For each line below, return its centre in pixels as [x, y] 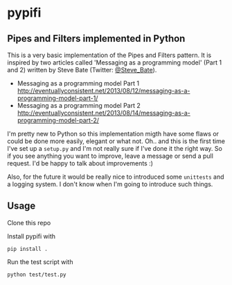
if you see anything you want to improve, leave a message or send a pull [110, 156]
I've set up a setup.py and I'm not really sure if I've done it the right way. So [115, 148]
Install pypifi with [31, 236]
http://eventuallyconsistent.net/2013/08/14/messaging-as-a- [104, 113]
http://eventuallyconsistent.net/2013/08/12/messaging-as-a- [104, 91]
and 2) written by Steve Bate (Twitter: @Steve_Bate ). [82, 70]
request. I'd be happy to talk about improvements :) [80, 163]
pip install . [28, 249]
